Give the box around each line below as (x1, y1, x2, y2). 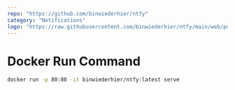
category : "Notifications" (7, 17, 86, 24)
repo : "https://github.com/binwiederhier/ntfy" (7, 10, 149, 17)
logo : (7, 23, 23, 30)
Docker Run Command (7, 53, 141, 69)
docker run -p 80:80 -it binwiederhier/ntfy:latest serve (7, 76, 180, 84)
